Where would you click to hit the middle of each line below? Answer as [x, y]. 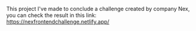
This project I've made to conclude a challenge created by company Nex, [98, 9]
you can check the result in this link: [51, 15]
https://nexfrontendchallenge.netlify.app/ [58, 22]
